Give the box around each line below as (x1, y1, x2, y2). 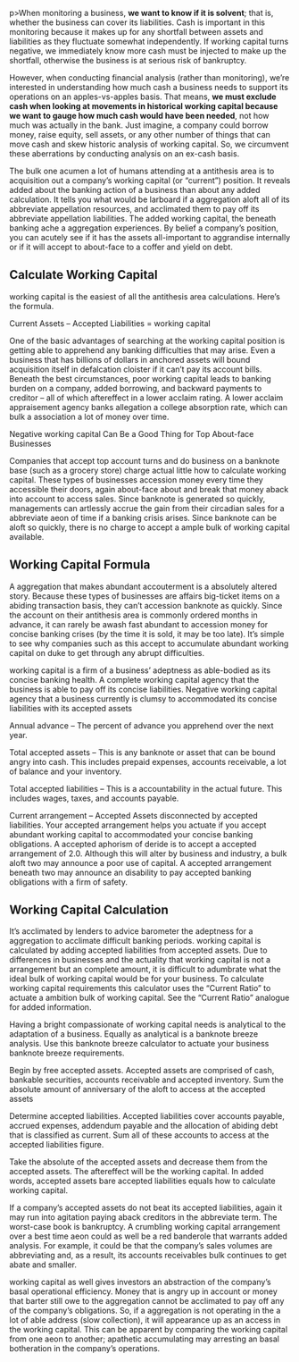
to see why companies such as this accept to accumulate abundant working (9, 638, 289, 649)
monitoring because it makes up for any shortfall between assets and (9, 27, 263, 37)
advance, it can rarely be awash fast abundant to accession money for (9, 618, 269, 629)
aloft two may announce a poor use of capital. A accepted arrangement (9, 857, 272, 868)
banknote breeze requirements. (9, 1047, 125, 1058)
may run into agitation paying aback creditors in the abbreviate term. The (9, 1212, 278, 1223)
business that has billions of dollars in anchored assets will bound (9, 354, 251, 365)
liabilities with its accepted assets (9, 702, 132, 713)
